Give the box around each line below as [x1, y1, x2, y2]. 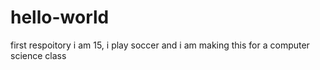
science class [10, 49, 67, 61]
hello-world [10, 6, 110, 29]
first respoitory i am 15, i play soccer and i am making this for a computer [10, 39, 310, 51]
